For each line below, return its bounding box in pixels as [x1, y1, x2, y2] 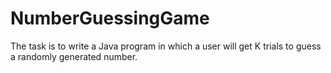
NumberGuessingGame [10, 7, 210, 30]
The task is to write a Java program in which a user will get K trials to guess [10, 40, 322, 52]
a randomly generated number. [10, 50, 138, 62]
